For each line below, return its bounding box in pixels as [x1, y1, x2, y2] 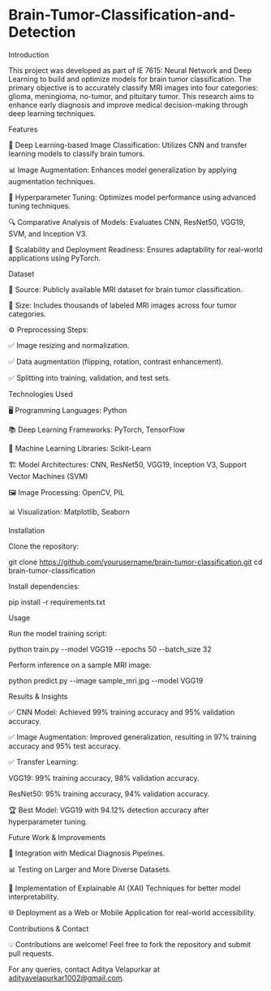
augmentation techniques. [8, 176, 96, 186]
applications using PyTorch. [8, 253, 101, 263]
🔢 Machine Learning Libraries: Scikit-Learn [8, 443, 152, 453]
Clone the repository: [8, 541, 80, 551]
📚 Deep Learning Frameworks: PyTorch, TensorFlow [8, 424, 185, 434]
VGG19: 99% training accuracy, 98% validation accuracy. [8, 773, 200, 782]
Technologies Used [8, 389, 73, 399]
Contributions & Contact [8, 924, 89, 933]
